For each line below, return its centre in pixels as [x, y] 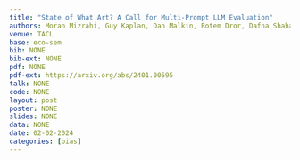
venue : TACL [31, 34]
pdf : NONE [28, 68]
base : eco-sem [36, 42]
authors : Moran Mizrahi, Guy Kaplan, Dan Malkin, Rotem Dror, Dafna [139, 26]
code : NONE [29, 92]
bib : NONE [28, 51]
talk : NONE [29, 84]
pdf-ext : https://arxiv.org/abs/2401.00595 [92, 76]
